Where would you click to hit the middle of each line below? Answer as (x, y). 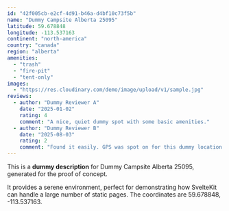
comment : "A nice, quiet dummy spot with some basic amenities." (115, 122)
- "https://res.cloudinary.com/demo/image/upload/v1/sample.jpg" (109, 90)
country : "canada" (33, 45)
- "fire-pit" (32, 71)
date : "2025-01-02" (47, 109)
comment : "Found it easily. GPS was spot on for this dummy (107, 147)
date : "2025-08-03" (47, 134)
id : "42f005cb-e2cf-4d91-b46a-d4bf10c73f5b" (72, 13)
